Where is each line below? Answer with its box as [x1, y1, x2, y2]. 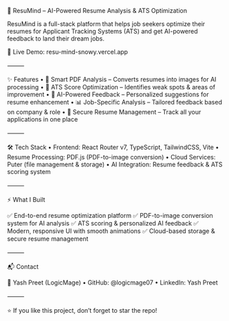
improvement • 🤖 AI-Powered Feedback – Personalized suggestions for [7, 90, 209, 98]
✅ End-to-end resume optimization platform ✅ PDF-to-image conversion [7, 212, 213, 219]
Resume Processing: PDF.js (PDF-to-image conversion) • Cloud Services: [7, 153, 216, 161]
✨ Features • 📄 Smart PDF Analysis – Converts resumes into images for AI [7, 76, 217, 83]
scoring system [7, 168, 51, 175]
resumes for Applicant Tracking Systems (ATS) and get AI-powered [7, 27, 198, 35]
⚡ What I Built [7, 196, 46, 203]
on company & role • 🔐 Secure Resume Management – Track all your [7, 108, 201, 116]
